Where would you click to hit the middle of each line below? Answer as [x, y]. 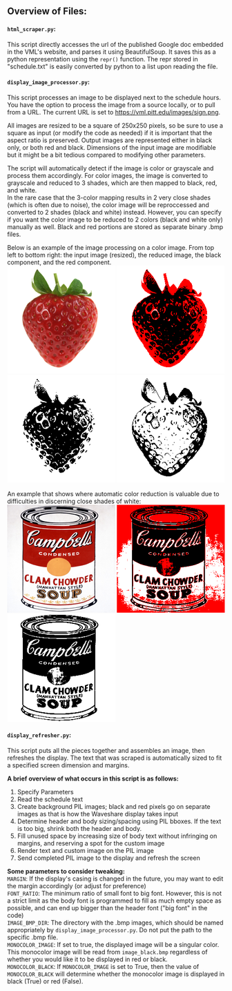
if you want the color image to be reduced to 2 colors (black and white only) [115, 219]
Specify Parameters [45, 792]
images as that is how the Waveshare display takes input [97, 814]
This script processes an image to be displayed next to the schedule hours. [114, 97]
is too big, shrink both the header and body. [79, 828]
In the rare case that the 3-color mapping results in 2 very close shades [109, 197]
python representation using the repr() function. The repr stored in [103, 59]
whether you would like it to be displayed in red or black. [87, 959]
